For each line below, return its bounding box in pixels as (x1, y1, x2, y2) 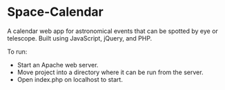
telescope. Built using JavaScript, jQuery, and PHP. (7, 34, 153, 42)
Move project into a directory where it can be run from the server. (17, 68, 204, 76)
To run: (7, 47, 28, 56)
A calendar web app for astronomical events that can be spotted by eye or (7, 27, 219, 35)
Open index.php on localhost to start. (17, 75, 123, 83)
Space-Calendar (7, 4, 104, 20)
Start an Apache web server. (17, 60, 99, 69)
